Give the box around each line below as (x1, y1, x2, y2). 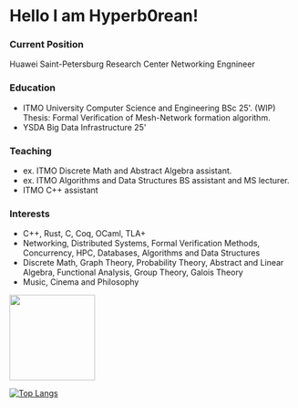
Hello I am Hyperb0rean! (9, 5, 199, 26)
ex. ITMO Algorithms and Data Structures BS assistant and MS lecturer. (22, 175, 290, 186)
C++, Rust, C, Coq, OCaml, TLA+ (22, 228, 146, 239)
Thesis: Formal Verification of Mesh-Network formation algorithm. (22, 111, 271, 123)
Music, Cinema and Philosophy (22, 277, 139, 288)
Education (9, 81, 57, 94)
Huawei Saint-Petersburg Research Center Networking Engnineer (9, 58, 255, 69)
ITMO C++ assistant (22, 184, 98, 196)
